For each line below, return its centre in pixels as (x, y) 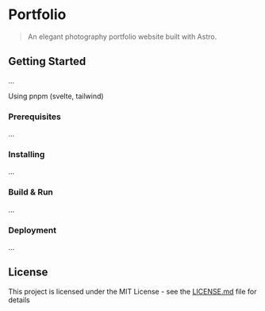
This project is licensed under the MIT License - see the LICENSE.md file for (132, 291)
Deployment (33, 230)
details (19, 300)
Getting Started (47, 61)
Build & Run (31, 192)
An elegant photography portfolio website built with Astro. (122, 36)
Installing (27, 154)
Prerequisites (35, 117)
